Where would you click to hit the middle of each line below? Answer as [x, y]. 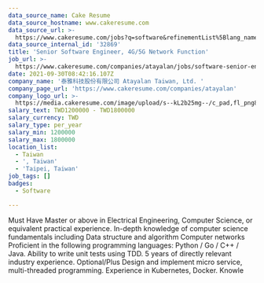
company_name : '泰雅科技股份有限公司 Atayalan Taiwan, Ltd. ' [106, 81]
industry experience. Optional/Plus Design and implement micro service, [125, 262]
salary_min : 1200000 [42, 132]
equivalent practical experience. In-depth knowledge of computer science [128, 228]
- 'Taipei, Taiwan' [47, 169]
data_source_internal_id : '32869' [65, 45]
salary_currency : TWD [44, 118]
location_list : [33, 147]
